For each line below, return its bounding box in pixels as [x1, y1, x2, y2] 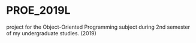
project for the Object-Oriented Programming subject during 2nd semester [6, 23, 191, 30]
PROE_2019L [6, 4, 71, 17]
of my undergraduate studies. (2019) [6, 29, 97, 36]
